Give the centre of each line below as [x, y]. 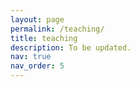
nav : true [31, 57]
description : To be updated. [71, 47]
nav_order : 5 [37, 66]
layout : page [37, 19]
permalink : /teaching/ [57, 29]
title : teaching [44, 38]
